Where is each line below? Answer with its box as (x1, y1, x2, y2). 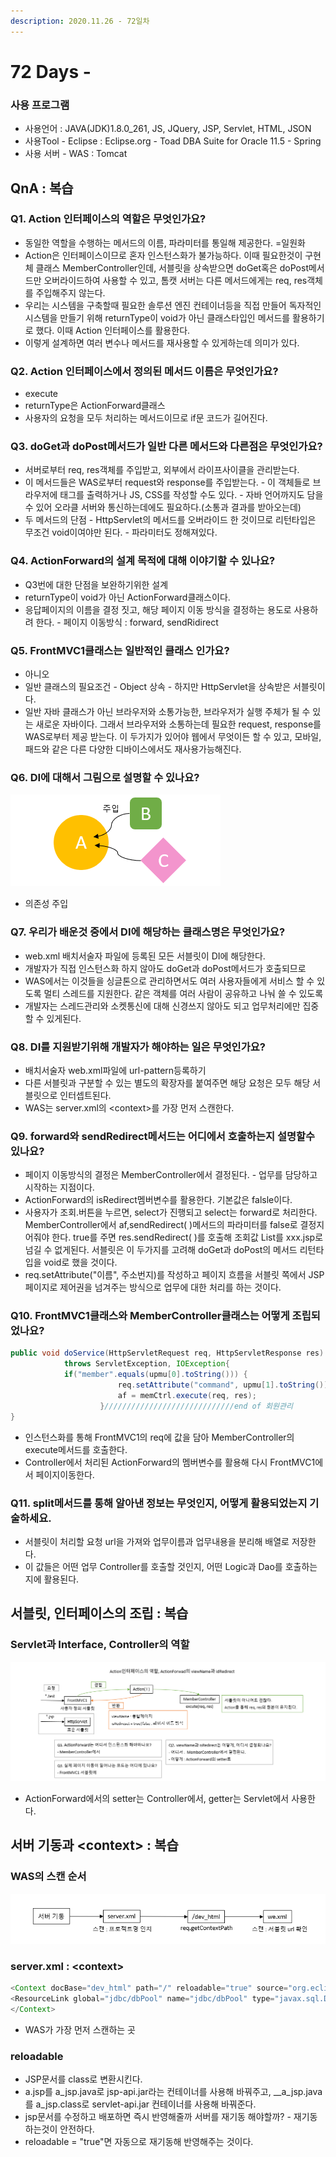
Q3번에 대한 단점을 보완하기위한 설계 (24, 578, 169, 590)
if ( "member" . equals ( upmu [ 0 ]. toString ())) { (63, 1370, 248, 1380)
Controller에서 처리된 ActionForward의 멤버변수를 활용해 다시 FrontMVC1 (24, 1456, 316, 1468)
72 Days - (10, 60, 92, 83)
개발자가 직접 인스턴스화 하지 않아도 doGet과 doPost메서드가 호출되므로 (24, 962, 307, 974)
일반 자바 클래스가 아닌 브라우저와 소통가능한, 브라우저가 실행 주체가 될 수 (24, 705, 311, 717)
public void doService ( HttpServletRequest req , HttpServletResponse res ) (10, 1348, 325, 1359)
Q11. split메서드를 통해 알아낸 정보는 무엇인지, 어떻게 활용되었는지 (10, 1496, 308, 1510)
